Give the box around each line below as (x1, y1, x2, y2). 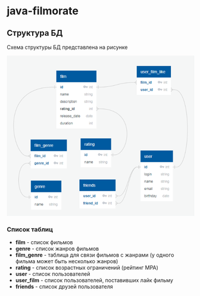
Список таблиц (7, 225, 53, 233)
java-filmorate (7, 4, 79, 18)
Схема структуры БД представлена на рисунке (7, 43, 128, 51)
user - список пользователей (15, 270, 90, 278)
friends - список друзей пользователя (15, 283, 114, 290)
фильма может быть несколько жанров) (15, 258, 118, 265)
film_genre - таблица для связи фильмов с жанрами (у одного (15, 251, 174, 258)
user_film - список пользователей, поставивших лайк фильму (15, 277, 173, 284)
